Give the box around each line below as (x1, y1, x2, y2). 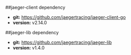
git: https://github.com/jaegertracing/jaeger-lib (12, 39, 112, 45)
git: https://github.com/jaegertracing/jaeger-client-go (12, 14, 126, 20)
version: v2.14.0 (12, 20, 47, 25)
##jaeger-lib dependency (5, 30, 59, 35)
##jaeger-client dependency (5, 5, 65, 10)
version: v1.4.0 (12, 45, 45, 50)
